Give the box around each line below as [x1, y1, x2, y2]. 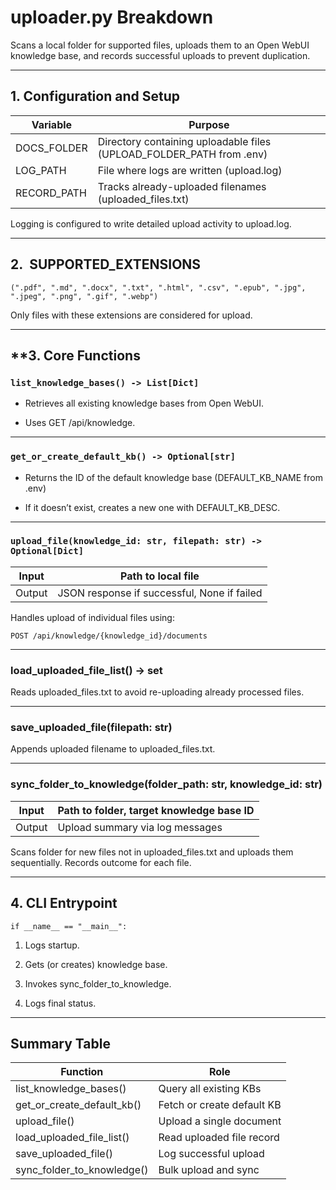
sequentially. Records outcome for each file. [10, 856, 192, 868]
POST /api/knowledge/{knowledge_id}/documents [10, 631, 208, 641]
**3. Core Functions [10, 347, 141, 364]
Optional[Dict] [10, 546, 85, 557]
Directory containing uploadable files [97, 134, 272, 148]
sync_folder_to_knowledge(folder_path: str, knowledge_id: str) [10, 777, 323, 791]
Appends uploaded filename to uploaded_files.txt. [10, 743, 216, 755]
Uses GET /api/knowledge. [24, 417, 136, 429]
